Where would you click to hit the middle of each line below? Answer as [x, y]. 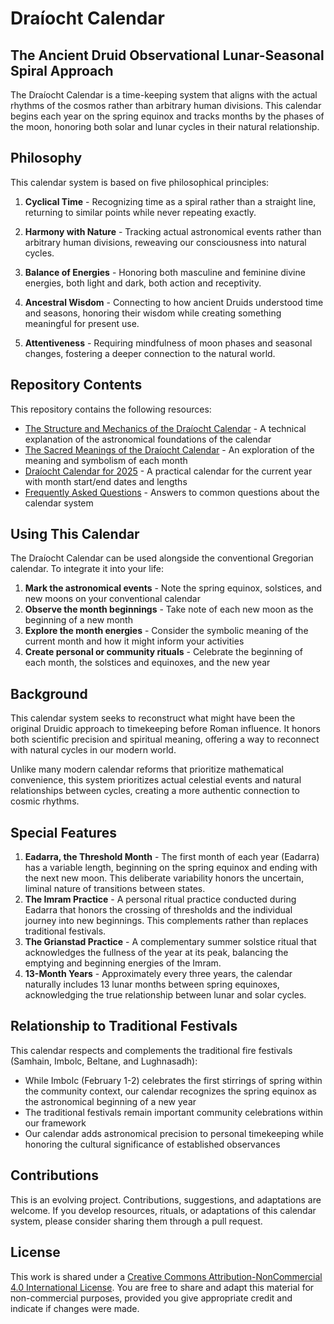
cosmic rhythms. [45, 801]
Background [49, 693]
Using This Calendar [75, 534]
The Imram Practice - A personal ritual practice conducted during [160, 899]
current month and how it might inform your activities [134, 641]
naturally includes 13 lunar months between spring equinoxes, [152, 984]
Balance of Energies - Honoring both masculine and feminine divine [165, 272]
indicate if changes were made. [75, 1308]
